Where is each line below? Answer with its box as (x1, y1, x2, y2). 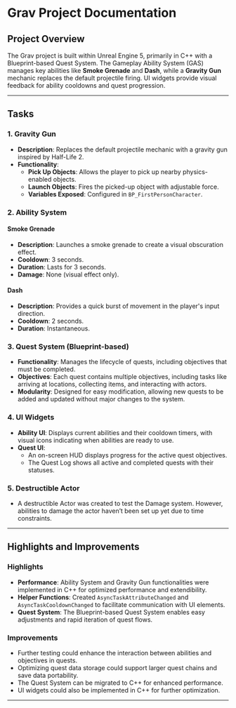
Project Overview (7, 33, 85, 45)
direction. (17, 309, 46, 318)
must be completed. (17, 365, 76, 373)
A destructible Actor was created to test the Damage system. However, (17, 499, 223, 507)
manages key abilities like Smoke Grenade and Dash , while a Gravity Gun (7, 67, 221, 74)
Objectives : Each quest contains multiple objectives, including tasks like (17, 373, 227, 381)
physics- (182, 167, 209, 176)
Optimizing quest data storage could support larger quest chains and (17, 663, 218, 672)
